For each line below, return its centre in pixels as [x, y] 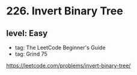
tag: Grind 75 [31, 54]
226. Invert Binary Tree [65, 11]
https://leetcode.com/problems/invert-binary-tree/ [68, 65]
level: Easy [27, 33]
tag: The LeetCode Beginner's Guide [60, 47]
